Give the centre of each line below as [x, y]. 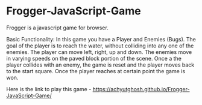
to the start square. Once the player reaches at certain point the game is [96, 71]
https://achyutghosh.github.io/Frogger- [141, 89]
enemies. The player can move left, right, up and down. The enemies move [99, 52]
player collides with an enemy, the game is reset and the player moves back [100, 65]
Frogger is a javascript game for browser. [57, 28]
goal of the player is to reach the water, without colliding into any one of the [100, 46]
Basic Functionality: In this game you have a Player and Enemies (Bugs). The [101, 39]
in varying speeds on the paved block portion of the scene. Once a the [94, 58]
